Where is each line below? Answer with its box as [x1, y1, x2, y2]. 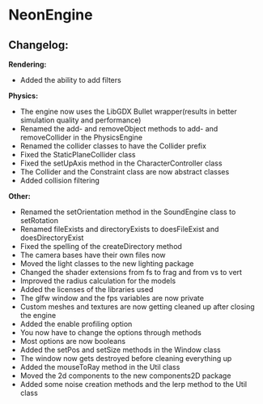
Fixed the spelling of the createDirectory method [19, 242, 182, 251]
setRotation [19, 216, 59, 225]
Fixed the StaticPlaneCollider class [19, 150, 136, 159]
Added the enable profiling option [19, 319, 133, 329]
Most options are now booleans [19, 337, 126, 346]
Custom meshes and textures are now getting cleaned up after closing [19, 302, 255, 312]
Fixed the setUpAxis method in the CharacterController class [19, 158, 223, 168]
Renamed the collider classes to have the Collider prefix [19, 141, 206, 151]
